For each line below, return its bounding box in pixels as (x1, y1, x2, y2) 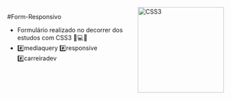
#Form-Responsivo (7, 13, 62, 21)
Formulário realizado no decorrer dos (16, 26, 123, 34)
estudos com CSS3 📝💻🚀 (16, 34, 88, 42)
